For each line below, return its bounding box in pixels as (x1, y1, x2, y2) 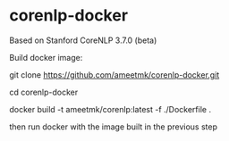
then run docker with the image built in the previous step (9, 121, 217, 132)
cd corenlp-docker (9, 87, 79, 97)
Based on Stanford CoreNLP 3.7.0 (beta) (9, 35, 157, 46)
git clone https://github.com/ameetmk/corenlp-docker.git (9, 69, 220, 80)
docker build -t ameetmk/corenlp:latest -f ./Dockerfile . (9, 104, 212, 114)
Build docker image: (9, 52, 83, 62)
